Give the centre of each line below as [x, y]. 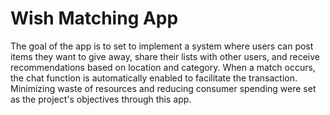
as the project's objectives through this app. [101, 99]
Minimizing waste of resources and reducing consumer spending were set [163, 88]
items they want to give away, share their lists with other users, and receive [165, 56]
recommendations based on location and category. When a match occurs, [163, 67]
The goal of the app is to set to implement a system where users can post [162, 46]
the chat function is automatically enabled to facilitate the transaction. [154, 78]
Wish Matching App [94, 18]
